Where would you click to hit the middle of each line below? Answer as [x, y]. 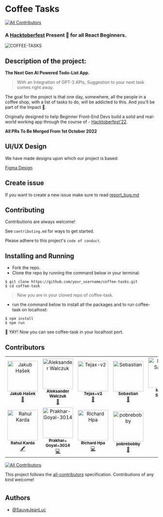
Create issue [25, 183]
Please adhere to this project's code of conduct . [53, 241]
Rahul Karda [23, 443]
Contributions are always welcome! [40, 222]
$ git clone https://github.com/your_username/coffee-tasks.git [71, 282]
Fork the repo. [26, 268]
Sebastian [128, 394]
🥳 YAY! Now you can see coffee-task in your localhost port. [64, 332]
